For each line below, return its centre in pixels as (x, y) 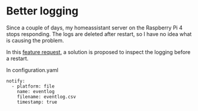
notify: (16, 81)
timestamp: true (37, 102)
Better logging (42, 11)
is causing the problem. (35, 40)
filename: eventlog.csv (47, 97)
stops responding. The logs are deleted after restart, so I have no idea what (99, 34)
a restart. (17, 58)
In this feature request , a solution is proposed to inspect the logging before (98, 52)
